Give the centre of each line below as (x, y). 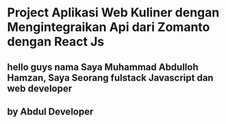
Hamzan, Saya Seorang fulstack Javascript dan (110, 78)
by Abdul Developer (50, 111)
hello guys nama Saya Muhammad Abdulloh (103, 67)
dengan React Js (56, 42)
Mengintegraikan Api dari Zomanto (109, 27)
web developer (40, 88)
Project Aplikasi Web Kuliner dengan (113, 13)
